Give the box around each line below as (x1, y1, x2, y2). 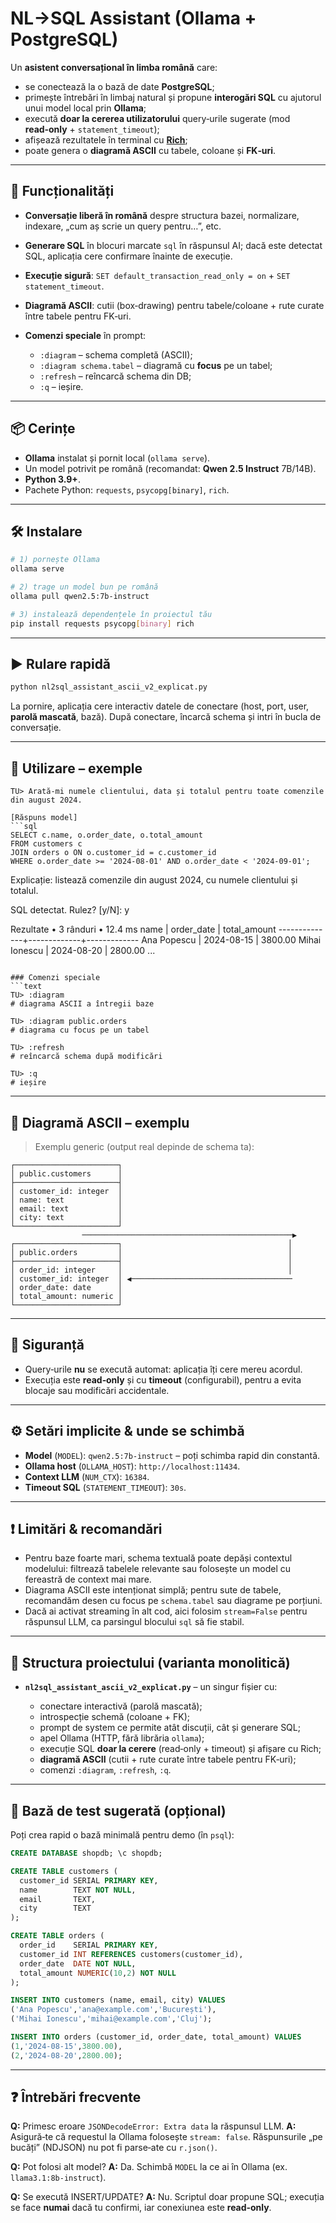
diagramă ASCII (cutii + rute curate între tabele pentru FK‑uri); (39, 1753, 297, 1766)
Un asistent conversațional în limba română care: (10, 61, 218, 73)
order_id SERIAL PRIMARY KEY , (19, 1940, 159, 1950)
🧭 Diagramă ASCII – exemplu (10, 1114, 190, 1131)
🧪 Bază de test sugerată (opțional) (10, 1802, 227, 1819)
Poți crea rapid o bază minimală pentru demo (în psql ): (10, 1829, 235, 1841)
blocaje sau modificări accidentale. (24, 1384, 170, 1396)
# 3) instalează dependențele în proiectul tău (10, 609, 213, 619)
